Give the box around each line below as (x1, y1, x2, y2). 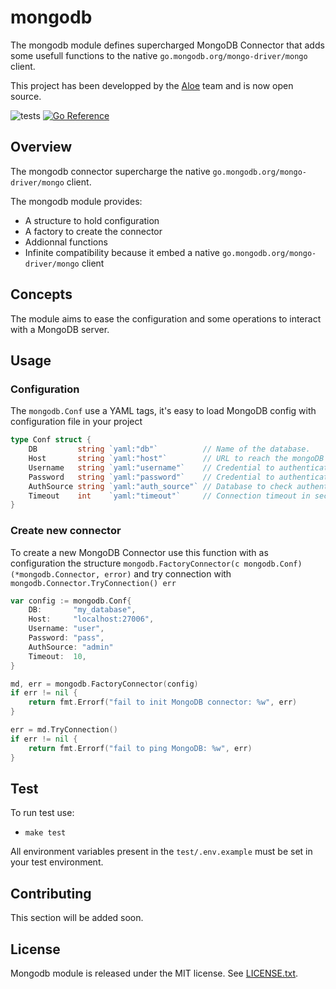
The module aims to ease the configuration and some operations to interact (10, 312, 322, 325)
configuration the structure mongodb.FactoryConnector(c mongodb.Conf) (10, 557, 303, 569)
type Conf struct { (10, 435, 92, 445)
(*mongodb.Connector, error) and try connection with (10, 567, 232, 580)
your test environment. (10, 856, 104, 868)
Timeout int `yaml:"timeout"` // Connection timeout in (28, 491, 311, 501)
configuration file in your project (10, 416, 143, 428)
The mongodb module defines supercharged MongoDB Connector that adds (10, 39, 325, 51)
